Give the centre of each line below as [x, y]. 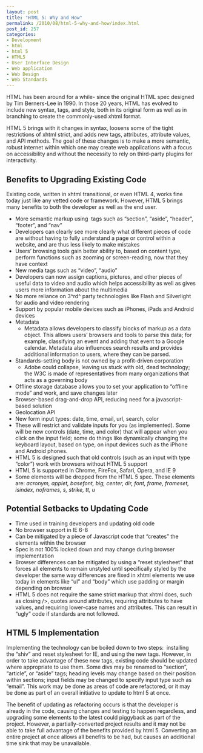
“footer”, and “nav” [38, 225]
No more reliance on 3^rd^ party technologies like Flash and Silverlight [103, 296]
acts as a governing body [56, 380]
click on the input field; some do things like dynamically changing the [101, 438]
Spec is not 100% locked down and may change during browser [95, 549]
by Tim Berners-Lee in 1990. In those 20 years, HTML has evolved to [92, 103]
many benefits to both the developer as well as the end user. [82, 206]
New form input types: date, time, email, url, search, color [87, 418]
